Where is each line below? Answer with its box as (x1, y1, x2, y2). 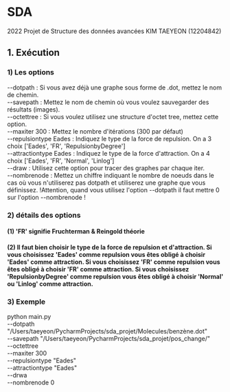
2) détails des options (7, 210, 81, 220)
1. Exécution (7, 47, 60, 59)
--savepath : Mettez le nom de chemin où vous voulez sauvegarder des (7, 98, 209, 106)
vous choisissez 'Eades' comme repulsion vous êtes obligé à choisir (7, 250, 206, 258)
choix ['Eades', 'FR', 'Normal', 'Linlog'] (7, 156, 115, 165)
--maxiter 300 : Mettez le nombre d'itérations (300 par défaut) (7, 127, 184, 135)
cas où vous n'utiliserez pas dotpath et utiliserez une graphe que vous (7, 178, 206, 187)
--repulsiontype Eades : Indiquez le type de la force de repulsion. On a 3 (7, 134, 211, 143)
